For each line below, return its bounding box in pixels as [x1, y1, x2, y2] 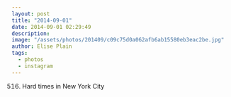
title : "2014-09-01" [11, 17, 73, 24]
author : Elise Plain [11, 43, 73, 50]
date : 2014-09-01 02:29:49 [11, 23, 91, 30]
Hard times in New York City [21, 82, 105, 90]
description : [11, 30, 50, 37]
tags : [11, 50, 28, 57]
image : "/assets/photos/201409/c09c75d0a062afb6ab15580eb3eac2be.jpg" [11, 37, 225, 44]
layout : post [11, 10, 50, 18]
